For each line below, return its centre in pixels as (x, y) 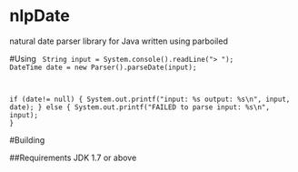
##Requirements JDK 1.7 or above (73, 157)
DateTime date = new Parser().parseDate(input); (103, 67)
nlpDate (40, 16)
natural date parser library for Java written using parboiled (119, 41)
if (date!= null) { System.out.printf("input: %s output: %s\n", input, (150, 99)
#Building (27, 140)
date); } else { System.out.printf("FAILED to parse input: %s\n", (140, 107)
